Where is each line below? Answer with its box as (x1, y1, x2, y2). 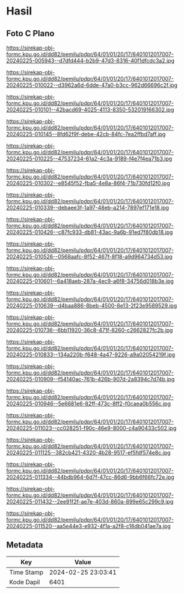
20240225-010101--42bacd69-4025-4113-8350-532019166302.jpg (6, 106, 174, 113)
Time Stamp (9, 568, 44, 577)
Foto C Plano (6, 28, 55, 39)
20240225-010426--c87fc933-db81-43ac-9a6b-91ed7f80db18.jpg (6, 229, 173, 236)
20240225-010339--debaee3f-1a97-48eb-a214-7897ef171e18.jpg (6, 204, 170, 211)
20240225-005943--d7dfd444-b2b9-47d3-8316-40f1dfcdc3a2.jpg (6, 57, 175, 64)
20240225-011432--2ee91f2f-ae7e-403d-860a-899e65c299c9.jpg (6, 498, 174, 505)
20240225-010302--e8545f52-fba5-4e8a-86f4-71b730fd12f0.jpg (6, 180, 170, 186)
